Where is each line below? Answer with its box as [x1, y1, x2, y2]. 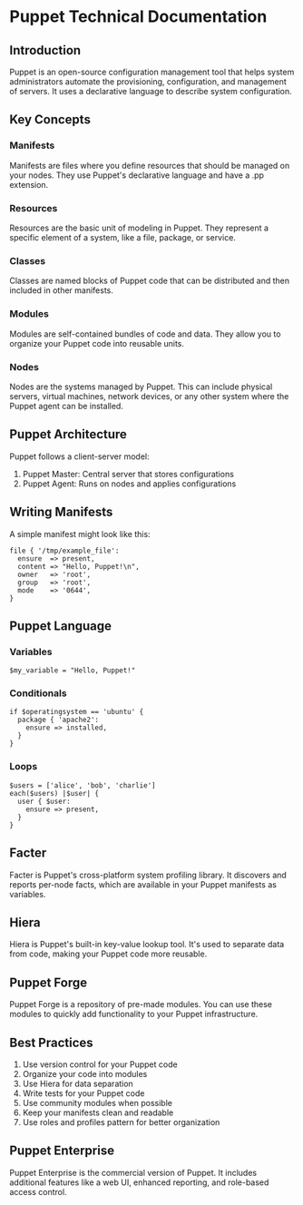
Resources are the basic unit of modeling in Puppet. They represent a [9, 222, 269, 233]
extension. [9, 179, 49, 190]
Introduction [9, 43, 82, 58]
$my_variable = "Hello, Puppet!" [9, 666, 136, 675]
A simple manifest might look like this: [9, 528, 151, 539]
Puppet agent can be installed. [9, 400, 124, 411]
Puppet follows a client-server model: [9, 451, 150, 462]
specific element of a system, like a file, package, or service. [9, 231, 236, 242]
